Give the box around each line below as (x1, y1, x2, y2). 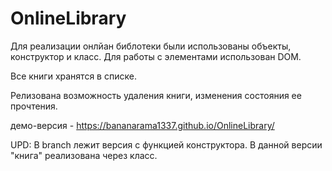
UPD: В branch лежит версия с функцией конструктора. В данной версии (10, 138, 323, 151)
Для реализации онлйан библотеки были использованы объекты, (10, 40, 292, 52)
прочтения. (10, 100, 58, 112)
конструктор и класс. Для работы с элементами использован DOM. (10, 50, 302, 62)
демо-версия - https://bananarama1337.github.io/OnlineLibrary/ (10, 119, 275, 131)
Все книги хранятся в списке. (10, 70, 137, 82)
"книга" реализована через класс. (10, 149, 158, 161)
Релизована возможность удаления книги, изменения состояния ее (10, 89, 302, 101)
